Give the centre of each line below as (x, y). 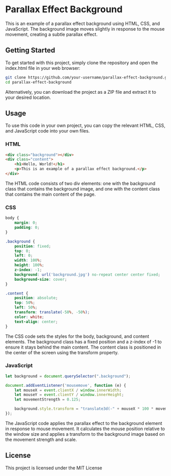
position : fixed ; (33, 246)
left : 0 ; (24, 256)
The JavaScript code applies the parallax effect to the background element (84, 423)
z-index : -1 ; (28, 270)
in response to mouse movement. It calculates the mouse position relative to (85, 429)
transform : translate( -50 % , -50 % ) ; (52, 312)
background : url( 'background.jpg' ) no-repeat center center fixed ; (87, 274)
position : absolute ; (36, 298)
